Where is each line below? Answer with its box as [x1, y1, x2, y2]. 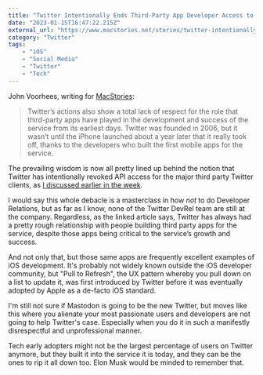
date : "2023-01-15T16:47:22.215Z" [8, 19, 121, 27]
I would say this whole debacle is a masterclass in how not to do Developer [8, 195, 250, 205]
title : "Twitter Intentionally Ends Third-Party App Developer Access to [8, 11, 254, 20]
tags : [8, 41, 26, 49]
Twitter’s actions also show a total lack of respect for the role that [27, 107, 239, 116]
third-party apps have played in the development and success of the [27, 115, 249, 124]
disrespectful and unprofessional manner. [8, 326, 142, 335]
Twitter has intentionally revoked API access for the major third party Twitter [8, 172, 254, 181]
